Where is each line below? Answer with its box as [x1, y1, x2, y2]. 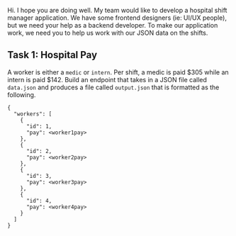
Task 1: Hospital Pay [7, 49, 98, 61]
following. [7, 90, 36, 99]
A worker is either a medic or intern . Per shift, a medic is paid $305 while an [7, 67, 229, 77]
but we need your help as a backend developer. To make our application [7, 21, 218, 29]
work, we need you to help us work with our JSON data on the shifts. [7, 28, 208, 37]
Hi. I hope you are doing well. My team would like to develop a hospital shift [7, 6, 227, 14]
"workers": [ [13, 110, 52, 118]
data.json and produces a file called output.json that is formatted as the [7, 83, 220, 91]
